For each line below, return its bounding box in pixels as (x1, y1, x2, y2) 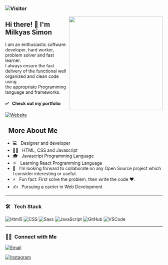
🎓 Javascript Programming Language (12, 153, 94, 159)
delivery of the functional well (5, 68, 66, 74)
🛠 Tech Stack (5, 203, 42, 210)
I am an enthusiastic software (5, 41, 66, 47)
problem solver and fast (5, 52, 54, 58)
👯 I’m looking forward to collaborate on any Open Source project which (12, 165, 161, 171)
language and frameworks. (5, 89, 61, 95)
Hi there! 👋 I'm (5, 20, 50, 29)
